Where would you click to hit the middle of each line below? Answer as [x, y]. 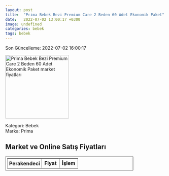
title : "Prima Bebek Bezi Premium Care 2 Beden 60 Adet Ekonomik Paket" [85, 15]
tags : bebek [18, 33]
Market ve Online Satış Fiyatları [56, 147]
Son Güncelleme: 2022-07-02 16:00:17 [46, 48]
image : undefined [24, 24]
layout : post [19, 10]
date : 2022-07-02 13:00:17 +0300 [43, 19]
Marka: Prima [19, 131]
